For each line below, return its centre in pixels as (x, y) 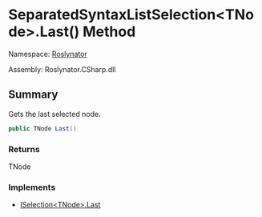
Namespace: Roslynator (48, 54)
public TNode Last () (43, 129)
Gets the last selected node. (55, 114)
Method (109, 32)
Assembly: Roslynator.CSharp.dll (62, 69)
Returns (24, 149)
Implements (32, 187)
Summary (33, 95)
